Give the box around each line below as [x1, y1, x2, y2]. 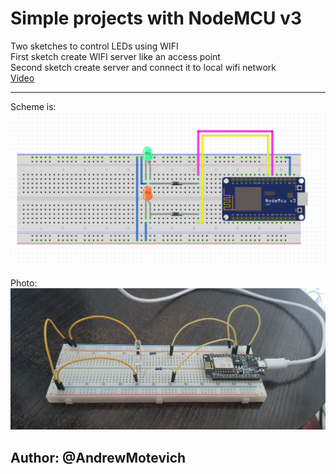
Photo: [10, 277, 38, 289]
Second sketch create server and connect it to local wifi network [10, 61, 277, 73]
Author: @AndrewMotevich [10, 449, 187, 466]
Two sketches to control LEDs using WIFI [10, 40, 179, 52]
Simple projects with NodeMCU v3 [10, 7, 303, 30]
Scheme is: [10, 100, 57, 112]
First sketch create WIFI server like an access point [10, 50, 221, 62]
